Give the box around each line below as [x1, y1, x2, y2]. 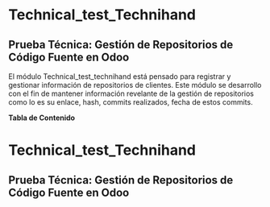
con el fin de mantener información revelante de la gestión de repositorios [8, 89, 254, 98]
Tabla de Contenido [8, 113, 75, 122]
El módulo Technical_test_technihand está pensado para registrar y [8, 72, 231, 81]
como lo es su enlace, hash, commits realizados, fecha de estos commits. [8, 97, 253, 106]
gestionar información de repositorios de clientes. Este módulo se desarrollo [8, 81, 262, 89]
